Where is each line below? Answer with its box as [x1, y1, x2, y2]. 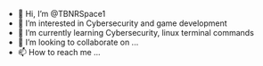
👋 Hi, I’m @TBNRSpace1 [17, 9, 106, 19]
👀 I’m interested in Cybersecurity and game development [17, 18, 227, 29]
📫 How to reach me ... [17, 47, 101, 57]
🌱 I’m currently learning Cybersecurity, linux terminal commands [17, 28, 254, 37]
